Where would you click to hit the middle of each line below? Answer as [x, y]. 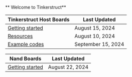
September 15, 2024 [99, 44]
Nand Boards [25, 58]
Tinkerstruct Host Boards [39, 19]
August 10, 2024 [95, 36]
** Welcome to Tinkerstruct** [36, 7]
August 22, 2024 [68, 67]
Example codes [26, 44]
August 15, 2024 [95, 28]
